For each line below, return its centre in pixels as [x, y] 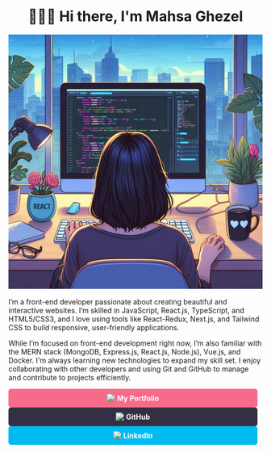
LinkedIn [138, 435]
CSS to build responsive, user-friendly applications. [94, 327]
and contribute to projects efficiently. [70, 377]
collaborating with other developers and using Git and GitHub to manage [129, 369]
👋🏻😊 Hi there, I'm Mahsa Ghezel [135, 17]
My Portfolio [138, 398]
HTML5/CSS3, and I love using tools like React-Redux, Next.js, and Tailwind [134, 319]
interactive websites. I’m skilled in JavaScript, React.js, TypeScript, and [126, 310]
